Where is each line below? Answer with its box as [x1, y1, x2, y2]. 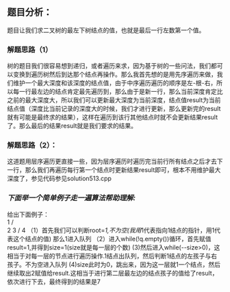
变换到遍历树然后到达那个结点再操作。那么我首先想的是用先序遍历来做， [12, 71, 217, 79]
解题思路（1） [7, 45, 53, 54]
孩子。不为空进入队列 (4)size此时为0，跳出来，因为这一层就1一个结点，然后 [7, 260, 221, 269]
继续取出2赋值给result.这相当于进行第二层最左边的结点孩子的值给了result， [7, 269, 218, 277]
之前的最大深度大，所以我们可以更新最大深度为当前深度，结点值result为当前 [7, 96, 221, 104]
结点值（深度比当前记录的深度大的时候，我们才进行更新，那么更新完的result [7, 105, 221, 113]
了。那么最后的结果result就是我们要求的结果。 [7, 122, 138, 130]
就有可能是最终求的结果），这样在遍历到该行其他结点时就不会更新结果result [7, 113, 218, 121]
